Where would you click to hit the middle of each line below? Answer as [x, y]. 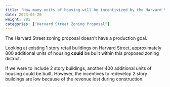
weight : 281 [18, 19]
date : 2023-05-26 [24, 15]
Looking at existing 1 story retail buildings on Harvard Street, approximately [83, 48]
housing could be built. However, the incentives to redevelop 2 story [76, 74]
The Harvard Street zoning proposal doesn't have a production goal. [76, 38]
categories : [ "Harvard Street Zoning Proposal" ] [57, 24]
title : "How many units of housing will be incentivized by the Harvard [83, 10]
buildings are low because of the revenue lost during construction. [74, 79]
